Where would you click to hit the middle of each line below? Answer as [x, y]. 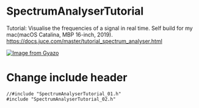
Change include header [67, 78]
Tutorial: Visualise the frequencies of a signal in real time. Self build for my [100, 28]
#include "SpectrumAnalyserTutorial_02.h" [61, 99]
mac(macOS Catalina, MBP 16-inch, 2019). [60, 34]
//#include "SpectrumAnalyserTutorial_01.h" [64, 94]
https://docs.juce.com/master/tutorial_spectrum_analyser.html [85, 41]
